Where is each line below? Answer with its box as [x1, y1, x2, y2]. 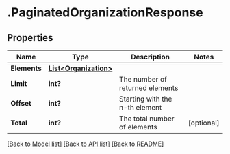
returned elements [118, 83, 179, 93]
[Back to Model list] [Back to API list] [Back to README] [7, 140, 164, 148]
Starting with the [118, 94, 172, 104]
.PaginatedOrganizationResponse [7, 5, 203, 20]
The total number [118, 114, 175, 123]
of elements [118, 123, 157, 132]
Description [131, 52, 170, 61]
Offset [10, 99, 32, 108]
